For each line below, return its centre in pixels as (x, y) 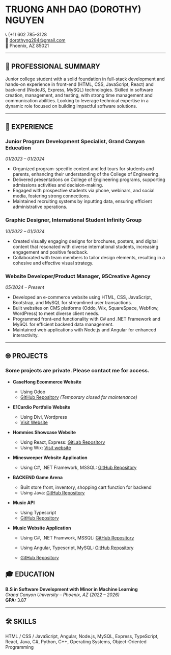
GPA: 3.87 (16, 600)
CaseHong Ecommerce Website (47, 381)
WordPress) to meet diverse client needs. (56, 313)
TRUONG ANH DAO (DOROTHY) (73, 9)
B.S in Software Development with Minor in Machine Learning (72, 589)
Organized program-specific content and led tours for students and (83, 169)
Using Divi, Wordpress (44, 417)
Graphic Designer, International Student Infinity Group (74, 220)
